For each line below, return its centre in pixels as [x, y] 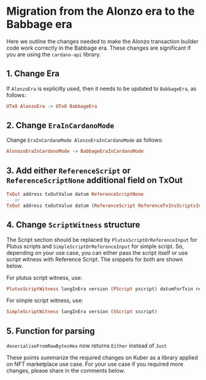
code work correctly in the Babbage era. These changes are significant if [99, 48]
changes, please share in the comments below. [66, 371]
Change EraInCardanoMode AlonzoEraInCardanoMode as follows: [85, 140]
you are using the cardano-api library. [54, 54]
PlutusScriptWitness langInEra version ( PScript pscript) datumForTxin [100, 289]
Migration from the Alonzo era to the [101, 11]
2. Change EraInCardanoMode [60, 126]
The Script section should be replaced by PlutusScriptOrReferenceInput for [102, 239]
